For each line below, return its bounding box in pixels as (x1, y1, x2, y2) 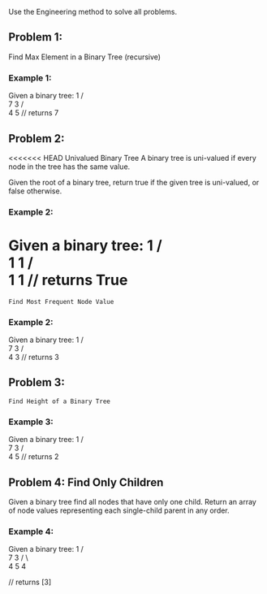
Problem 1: (8, 30, 63, 44)
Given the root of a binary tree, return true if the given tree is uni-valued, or (8, 177, 260, 187)
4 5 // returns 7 (8, 108, 59, 118)
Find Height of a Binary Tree (8, 397, 111, 405)
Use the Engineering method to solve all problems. (8, 7, 178, 16)
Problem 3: (8, 375, 65, 389)
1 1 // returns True (8, 271, 128, 289)
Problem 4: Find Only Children (8, 475, 164, 489)
